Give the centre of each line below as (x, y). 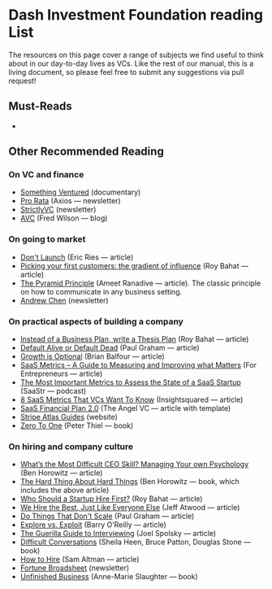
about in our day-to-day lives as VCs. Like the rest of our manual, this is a (131, 63)
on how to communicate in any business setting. (101, 291)
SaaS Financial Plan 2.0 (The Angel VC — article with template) (125, 408)
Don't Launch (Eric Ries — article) (77, 257)
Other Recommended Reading (86, 152)
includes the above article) (65, 491)
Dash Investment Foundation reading (136, 15)
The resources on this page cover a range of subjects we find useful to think (136, 55)
